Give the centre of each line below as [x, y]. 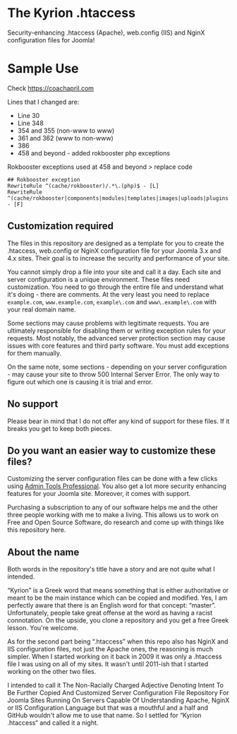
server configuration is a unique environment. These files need [99, 279]
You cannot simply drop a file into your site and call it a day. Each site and [114, 272]
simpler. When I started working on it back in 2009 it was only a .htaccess [115, 657]
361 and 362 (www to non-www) [66, 138]
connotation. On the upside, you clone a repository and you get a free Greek [118, 620]
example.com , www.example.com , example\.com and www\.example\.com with [112, 302]
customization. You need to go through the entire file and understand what [116, 287]
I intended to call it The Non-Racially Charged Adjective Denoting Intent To [116, 685]
